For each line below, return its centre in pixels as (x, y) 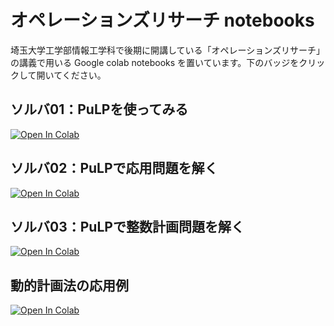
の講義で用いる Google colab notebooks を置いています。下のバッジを (155, 62)
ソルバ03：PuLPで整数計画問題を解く (127, 226)
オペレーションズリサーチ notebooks (162, 20)
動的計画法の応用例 (69, 285)
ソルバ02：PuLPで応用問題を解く (114, 168)
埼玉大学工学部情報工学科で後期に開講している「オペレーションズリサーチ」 (168, 50)
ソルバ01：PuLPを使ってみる (99, 109)
